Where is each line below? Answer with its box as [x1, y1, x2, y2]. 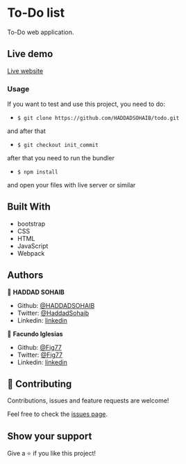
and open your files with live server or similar [7, 181, 136, 190]
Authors [7, 270, 44, 281]
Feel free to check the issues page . [7, 410, 108, 419]
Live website [7, 66, 44, 75]
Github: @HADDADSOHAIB [17, 301, 95, 309]
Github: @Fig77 [17, 343, 62, 351]
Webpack [17, 249, 45, 257]
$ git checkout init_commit [17, 141, 99, 149]
